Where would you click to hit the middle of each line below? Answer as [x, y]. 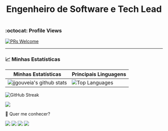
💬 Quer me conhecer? [28, 114]
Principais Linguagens [99, 74]
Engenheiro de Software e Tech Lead [84, 9]
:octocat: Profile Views [33, 30]
